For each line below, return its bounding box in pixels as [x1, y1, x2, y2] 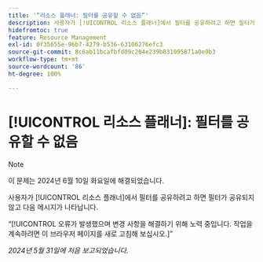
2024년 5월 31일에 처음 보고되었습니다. [8, 245, 129, 255]
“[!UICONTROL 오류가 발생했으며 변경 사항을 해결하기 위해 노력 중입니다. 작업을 [8, 219, 253, 228]
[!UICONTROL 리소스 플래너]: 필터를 [8, 113, 234, 131]
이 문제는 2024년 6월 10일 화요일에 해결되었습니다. [8, 175, 165, 185]
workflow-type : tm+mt [8, 56, 79, 64]
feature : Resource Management [8, 33, 108, 42]
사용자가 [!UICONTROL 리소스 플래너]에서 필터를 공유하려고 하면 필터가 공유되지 [8, 192, 255, 201]
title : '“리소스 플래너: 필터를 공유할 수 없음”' [8, 11, 149, 20]
